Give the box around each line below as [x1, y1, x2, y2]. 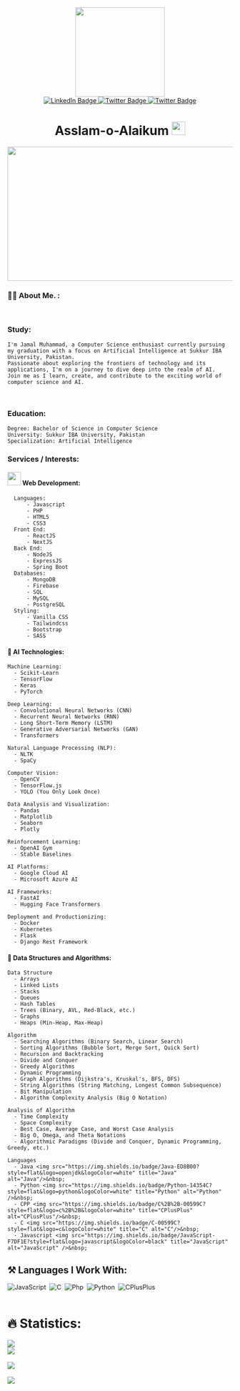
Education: [7, 409, 46, 419]
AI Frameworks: [7, 888, 53, 896]
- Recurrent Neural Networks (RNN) [14, 713, 120, 721]
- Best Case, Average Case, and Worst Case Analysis [14, 1126, 174, 1133]
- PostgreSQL [26, 600, 66, 608]
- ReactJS [26, 532, 56, 539]
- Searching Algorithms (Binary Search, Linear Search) [14, 1038, 184, 1046]
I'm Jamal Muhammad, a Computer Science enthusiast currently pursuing [7, 341, 225, 348]
